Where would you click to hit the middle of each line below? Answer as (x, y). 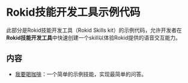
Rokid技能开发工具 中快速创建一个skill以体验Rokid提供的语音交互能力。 (94, 37)
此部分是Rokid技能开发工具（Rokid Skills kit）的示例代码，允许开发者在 (94, 30)
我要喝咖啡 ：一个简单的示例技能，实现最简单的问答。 (81, 74)
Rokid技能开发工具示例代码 (73, 12)
